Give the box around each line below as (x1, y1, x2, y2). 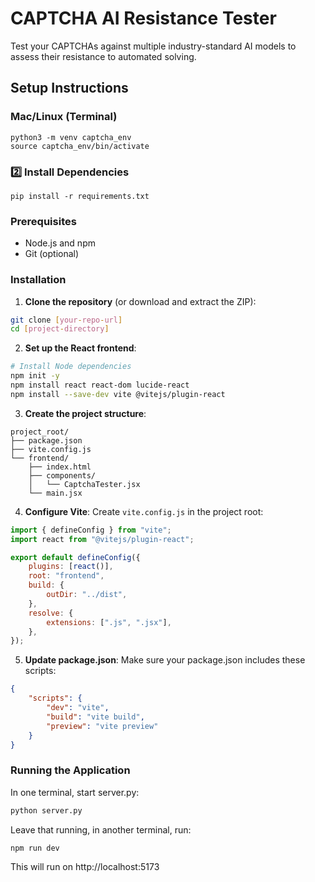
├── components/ (28, 470, 97, 481)
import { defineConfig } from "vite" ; (10, 525, 172, 535)
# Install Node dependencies (10, 362, 132, 372)
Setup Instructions (10, 80, 129, 97)
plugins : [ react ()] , (28, 562, 114, 572)
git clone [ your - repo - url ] (10, 315, 123, 325)
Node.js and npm (24, 237, 96, 249)
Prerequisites (10, 214, 77, 228)
